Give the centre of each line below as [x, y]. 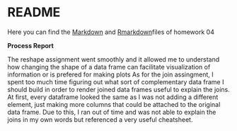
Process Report [31, 45]
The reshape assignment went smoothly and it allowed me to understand [114, 59]
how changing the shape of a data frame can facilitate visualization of [109, 67]
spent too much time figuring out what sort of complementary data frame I [116, 81]
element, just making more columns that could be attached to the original [114, 104]
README [34, 12]
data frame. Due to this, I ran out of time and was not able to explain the [112, 112]
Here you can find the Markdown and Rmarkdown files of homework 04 [111, 32]
